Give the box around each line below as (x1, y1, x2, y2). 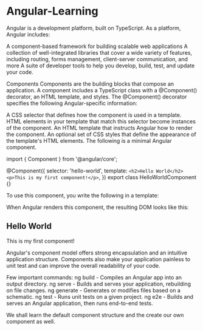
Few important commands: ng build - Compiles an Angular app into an (6, 273, 182, 281)
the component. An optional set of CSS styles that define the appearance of (6, 131, 196, 138)
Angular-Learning (6, 4, 98, 18)
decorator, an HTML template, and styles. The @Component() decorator (6, 93, 187, 100)
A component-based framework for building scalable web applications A (6, 43, 188, 50)
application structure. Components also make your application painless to (6, 255, 190, 262)
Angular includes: (6, 30, 50, 38)
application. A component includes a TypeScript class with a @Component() (6, 86, 198, 94)
